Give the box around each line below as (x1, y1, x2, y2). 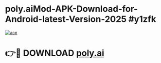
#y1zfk (128, 14, 157, 25)
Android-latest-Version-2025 (5, 14, 127, 25)
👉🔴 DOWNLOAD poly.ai (5, 47, 105, 59)
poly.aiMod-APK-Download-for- (5, 3, 138, 15)
